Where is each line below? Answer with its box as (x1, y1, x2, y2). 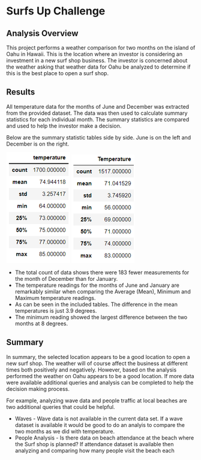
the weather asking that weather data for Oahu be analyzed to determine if (6, 63, 191, 70)
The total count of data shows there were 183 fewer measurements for (14, 269, 190, 276)
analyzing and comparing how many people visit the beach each (14, 447, 175, 454)
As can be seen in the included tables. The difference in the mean (14, 301, 178, 308)
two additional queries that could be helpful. (6, 403, 115, 410)
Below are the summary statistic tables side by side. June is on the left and (6, 133, 191, 141)
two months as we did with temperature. (14, 428, 115, 435)
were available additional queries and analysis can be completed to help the (6, 379, 194, 386)
